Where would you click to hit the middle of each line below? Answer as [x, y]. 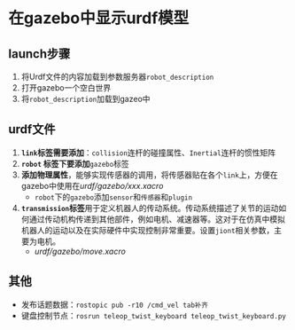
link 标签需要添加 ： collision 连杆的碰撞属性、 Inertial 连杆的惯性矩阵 [148, 153]
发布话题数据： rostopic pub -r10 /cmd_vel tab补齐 [115, 304]
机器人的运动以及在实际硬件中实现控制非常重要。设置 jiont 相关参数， [147, 230]
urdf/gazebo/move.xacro [80, 251]
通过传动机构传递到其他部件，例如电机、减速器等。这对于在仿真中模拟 [157, 219]
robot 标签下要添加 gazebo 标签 [75, 163]
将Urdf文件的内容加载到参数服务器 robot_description [117, 77]
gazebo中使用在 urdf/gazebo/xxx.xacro [92, 185]
